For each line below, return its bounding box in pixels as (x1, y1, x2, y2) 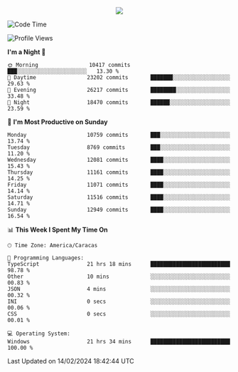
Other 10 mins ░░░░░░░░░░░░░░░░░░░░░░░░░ (7, 273, 231, 280)
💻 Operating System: (7, 330, 71, 337)
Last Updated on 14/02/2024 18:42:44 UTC (7, 357, 134, 365)
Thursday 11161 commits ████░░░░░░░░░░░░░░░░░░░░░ (7, 169, 231, 176)
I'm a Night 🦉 (7, 48, 46, 56)
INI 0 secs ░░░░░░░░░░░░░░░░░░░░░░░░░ (7, 298, 231, 305)
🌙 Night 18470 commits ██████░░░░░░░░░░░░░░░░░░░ (7, 99, 231, 106)
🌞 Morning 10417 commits (7, 61, 131, 68)
